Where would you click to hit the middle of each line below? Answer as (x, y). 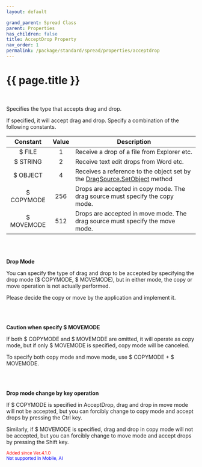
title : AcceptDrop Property (41, 40)
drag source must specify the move (125, 221)
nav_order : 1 (23, 45)
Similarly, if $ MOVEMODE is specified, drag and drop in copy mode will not (100, 429)
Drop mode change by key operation (53, 393)
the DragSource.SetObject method (124, 179)
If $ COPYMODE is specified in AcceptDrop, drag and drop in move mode (97, 404)
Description (134, 141)
